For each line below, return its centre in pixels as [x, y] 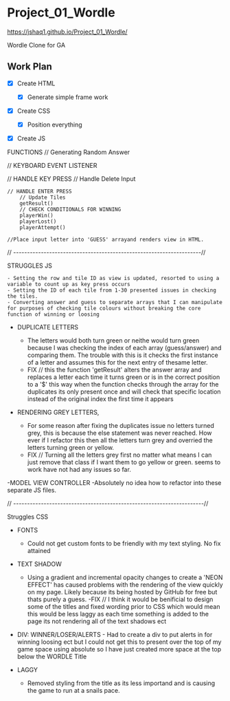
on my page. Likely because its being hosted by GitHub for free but [122, 592]
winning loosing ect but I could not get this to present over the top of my [119, 642]
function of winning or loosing [53, 314]
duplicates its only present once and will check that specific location [124, 392]
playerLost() [38, 222]
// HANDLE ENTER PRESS [39, 192]
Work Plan [30, 67]
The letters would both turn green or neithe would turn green [113, 341]
